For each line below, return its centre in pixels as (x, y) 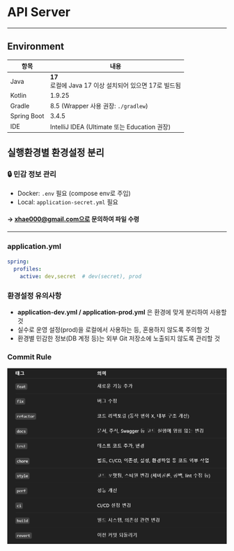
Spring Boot (27, 116)
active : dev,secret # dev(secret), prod (80, 276)
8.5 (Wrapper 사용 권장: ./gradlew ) (99, 106)
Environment (36, 46)
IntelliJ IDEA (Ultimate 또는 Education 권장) (110, 127)
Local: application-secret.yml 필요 (68, 202)
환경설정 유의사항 (34, 296)
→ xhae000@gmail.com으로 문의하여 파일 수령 (73, 219)
